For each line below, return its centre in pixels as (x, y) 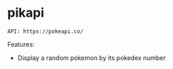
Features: (21, 44)
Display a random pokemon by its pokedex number (91, 58)
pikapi (26, 13)
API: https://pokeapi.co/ (45, 31)
